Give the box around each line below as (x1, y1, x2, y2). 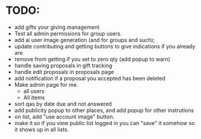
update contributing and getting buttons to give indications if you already (14, 43, 196, 50)
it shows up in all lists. (14, 126, 69, 133)
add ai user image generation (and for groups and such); (14, 36, 155, 43)
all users (23, 87, 45, 94)
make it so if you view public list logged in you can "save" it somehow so (14, 119, 195, 126)
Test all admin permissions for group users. (14, 29, 122, 37)
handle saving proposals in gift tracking (14, 61, 113, 69)
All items (23, 94, 45, 101)
